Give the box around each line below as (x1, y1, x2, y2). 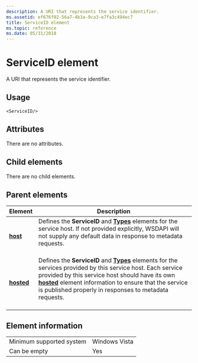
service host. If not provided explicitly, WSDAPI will (38, 225, 180, 233)
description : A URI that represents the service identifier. (6, 8, 160, 15)
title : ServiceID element (6, 19, 70, 25)
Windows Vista (92, 338, 134, 346)
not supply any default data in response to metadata (38, 232, 183, 240)
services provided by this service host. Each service (38, 264, 183, 272)
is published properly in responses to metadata (38, 286, 169, 294)
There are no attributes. (6, 140, 64, 147)
